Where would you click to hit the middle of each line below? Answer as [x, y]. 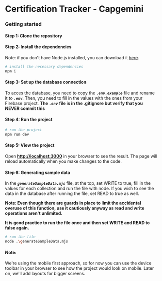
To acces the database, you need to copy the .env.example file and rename [80, 93]
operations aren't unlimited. [34, 213]
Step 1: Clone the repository [33, 35]
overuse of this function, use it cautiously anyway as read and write [75, 208]
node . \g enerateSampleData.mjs [37, 242]
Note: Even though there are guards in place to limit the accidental [73, 203]
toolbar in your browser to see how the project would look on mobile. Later [80, 268]
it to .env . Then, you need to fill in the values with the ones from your [74, 98]
